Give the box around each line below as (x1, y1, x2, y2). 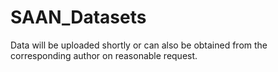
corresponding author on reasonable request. (10, 49, 198, 61)
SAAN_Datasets (10, 6, 147, 29)
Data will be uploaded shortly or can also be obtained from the (10, 39, 268, 51)
